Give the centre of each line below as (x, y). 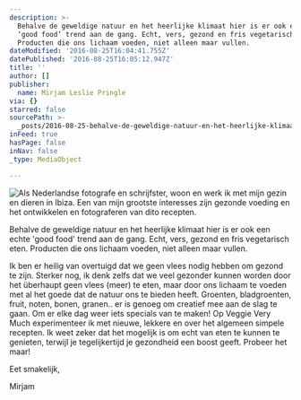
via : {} (24, 101)
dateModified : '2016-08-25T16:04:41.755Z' (90, 51)
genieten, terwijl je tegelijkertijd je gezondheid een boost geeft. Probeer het (148, 342)
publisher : (30, 84)
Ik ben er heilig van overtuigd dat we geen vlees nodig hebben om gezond (146, 265)
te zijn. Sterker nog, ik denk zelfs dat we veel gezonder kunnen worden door (150, 275)
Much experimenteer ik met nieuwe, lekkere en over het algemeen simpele (147, 323)
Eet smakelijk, (35, 369)
